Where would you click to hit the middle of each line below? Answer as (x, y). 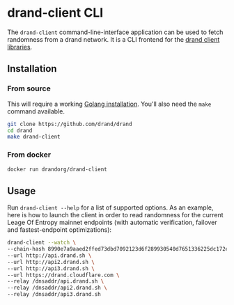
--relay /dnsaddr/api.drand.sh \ (56, 281)
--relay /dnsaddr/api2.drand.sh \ (57, 288)
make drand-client (34, 137)
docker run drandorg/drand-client (57, 169)
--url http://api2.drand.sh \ (51, 262)
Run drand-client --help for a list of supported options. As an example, (110, 208)
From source (29, 88)
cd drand (20, 130)
